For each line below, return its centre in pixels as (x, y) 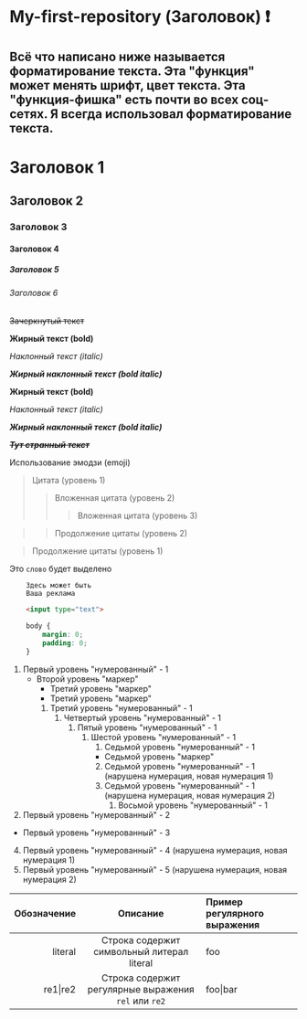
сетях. (29, 114)
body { (38, 626)
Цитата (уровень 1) (69, 481)
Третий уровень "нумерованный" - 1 (122, 707)
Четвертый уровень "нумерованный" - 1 (143, 717)
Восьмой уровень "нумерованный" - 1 (193, 805)
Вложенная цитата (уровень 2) (115, 498)
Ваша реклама (51, 594)
